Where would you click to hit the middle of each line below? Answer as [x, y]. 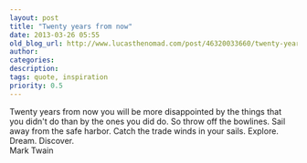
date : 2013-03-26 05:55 [55, 35]
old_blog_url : [37, 43]
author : [24, 52]
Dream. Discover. [42, 140]
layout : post [34, 18]
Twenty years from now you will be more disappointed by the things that [145, 111]
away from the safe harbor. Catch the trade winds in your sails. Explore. [144, 131]
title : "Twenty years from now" [71, 26]
